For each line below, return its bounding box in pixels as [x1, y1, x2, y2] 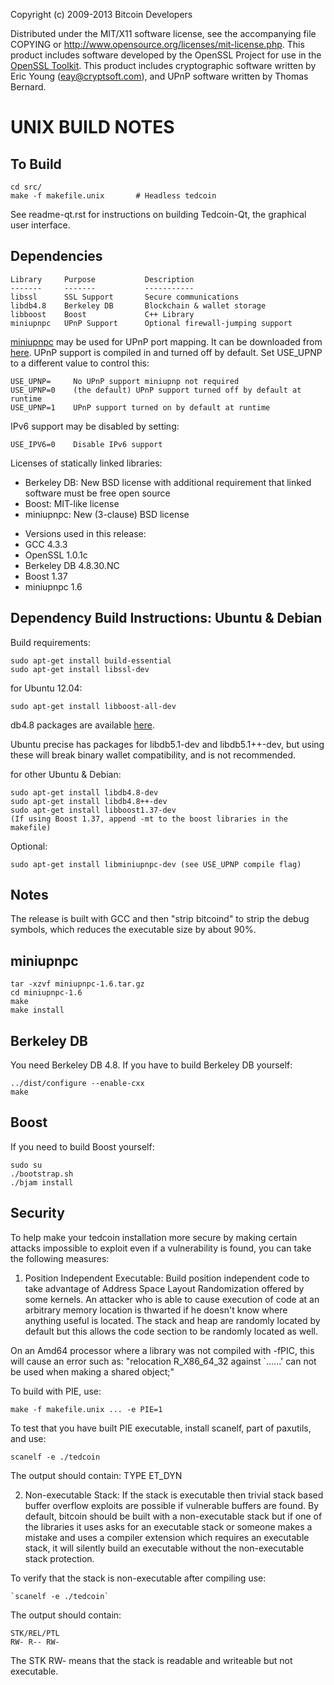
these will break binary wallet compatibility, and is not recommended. [10, 749, 297, 761]
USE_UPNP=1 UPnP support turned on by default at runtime [10, 402, 271, 413]
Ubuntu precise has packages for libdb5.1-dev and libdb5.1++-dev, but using [10, 738, 325, 750]
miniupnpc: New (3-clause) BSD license [24, 508, 190, 520]
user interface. [10, 219, 71, 231]
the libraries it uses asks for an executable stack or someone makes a [24, 1520, 313, 1533]
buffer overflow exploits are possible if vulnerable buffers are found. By [24, 1499, 320, 1511]
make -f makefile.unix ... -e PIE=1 [10, 1404, 163, 1414]
